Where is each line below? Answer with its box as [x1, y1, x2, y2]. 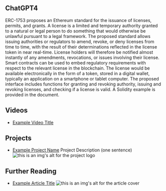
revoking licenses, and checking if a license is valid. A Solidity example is [5, 86, 156, 92]
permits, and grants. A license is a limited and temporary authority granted [5, 22, 158, 28]
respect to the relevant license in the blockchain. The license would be [5, 65, 150, 71]
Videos [5, 106, 28, 114]
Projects [5, 134, 32, 142]
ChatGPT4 [5, 4, 38, 12]
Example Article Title [12, 180, 55, 186]
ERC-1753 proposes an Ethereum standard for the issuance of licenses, [5, 17, 152, 23]
